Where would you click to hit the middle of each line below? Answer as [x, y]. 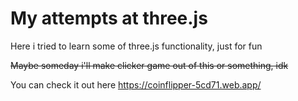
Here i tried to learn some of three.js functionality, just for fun [136, 46]
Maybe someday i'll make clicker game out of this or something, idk [149, 65]
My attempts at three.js [109, 18]
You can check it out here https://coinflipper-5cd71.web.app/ [136, 84]
